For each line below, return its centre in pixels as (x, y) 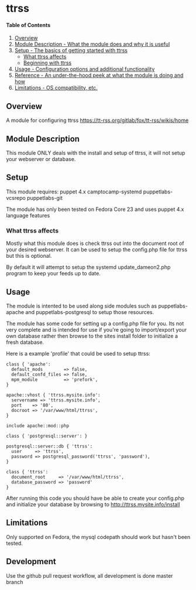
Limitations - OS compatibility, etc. (56, 88)
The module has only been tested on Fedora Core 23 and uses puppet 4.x (95, 209)
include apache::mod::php (37, 426)
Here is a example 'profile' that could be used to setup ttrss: (78, 353)
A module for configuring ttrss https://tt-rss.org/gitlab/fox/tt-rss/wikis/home (97, 120)
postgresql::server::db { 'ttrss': (49, 446)
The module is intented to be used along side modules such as (81, 306)
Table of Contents (28, 25)
